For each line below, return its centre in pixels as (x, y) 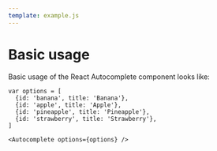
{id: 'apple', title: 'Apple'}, (69, 105)
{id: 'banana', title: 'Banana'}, (72, 98)
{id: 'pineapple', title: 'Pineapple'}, (82, 111)
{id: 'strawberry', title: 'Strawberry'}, (86, 119)
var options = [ (35, 91)
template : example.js (44, 15)
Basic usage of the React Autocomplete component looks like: (109, 77)
